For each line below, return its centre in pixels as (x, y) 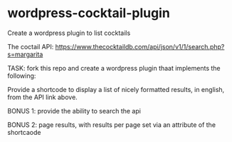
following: (22, 76)
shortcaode (24, 132)
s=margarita (25, 54)
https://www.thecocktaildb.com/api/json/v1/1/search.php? (140, 46)
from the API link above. (43, 97)
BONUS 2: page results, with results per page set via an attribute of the (111, 125)
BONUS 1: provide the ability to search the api (74, 111)
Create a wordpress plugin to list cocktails (69, 33)
